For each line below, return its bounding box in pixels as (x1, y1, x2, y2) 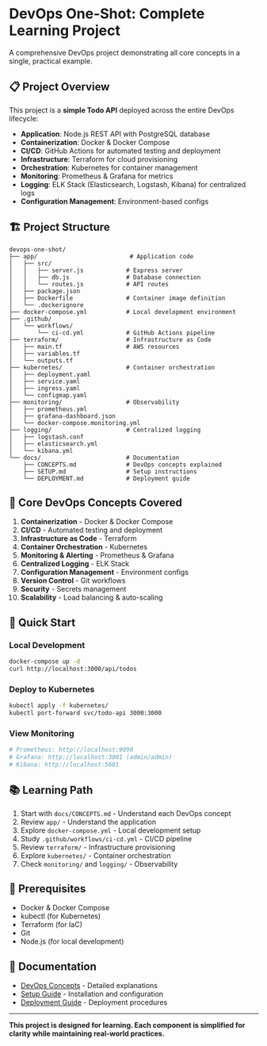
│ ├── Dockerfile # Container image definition (9, 294, 226, 302)
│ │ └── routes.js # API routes (9, 280, 170, 288)
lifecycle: (9, 113, 39, 123)
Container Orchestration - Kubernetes (20, 542, 148, 552)
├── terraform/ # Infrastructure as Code (9, 335, 212, 343)
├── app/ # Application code (9, 252, 194, 260)
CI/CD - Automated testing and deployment (20, 525, 163, 535)
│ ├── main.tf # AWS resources (9, 343, 180, 351)
